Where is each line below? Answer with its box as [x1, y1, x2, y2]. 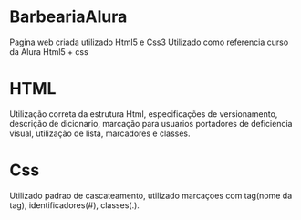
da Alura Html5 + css [9, 46, 88, 57]
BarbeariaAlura [9, 6, 128, 27]
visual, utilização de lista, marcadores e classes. [9, 128, 191, 139]
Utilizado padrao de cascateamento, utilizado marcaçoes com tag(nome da [9, 190, 293, 201]
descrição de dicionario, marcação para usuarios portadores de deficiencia [9, 118, 293, 129]
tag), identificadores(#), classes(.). [9, 199, 140, 211]
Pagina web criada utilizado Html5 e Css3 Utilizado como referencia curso [9, 37, 289, 47]
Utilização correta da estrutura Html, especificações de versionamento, [9, 108, 278, 120]
